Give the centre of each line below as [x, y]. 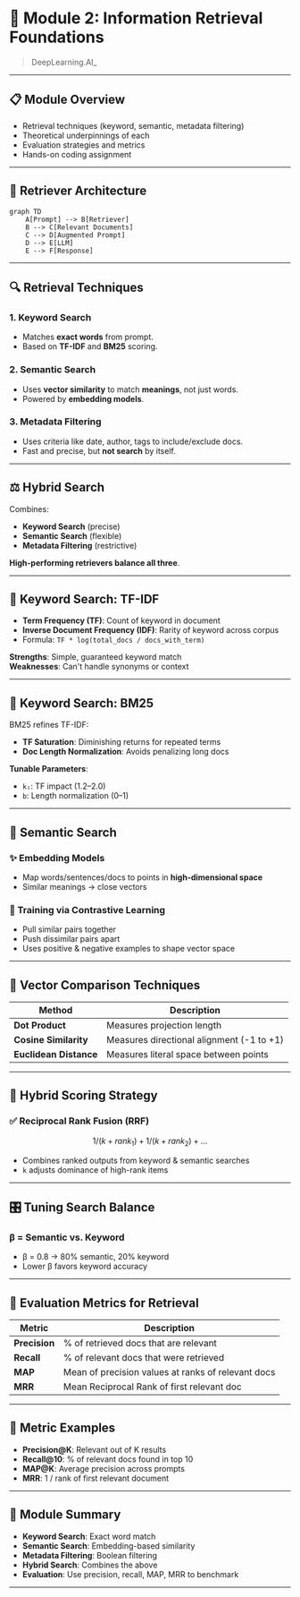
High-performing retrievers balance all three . [95, 562]
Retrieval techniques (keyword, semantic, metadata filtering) [133, 125]
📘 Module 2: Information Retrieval [136, 18]
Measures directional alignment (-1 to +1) [195, 1040]
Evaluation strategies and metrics [83, 145]
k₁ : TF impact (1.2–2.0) [64, 786]
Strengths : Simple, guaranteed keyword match [96, 657]
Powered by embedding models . [83, 398]
